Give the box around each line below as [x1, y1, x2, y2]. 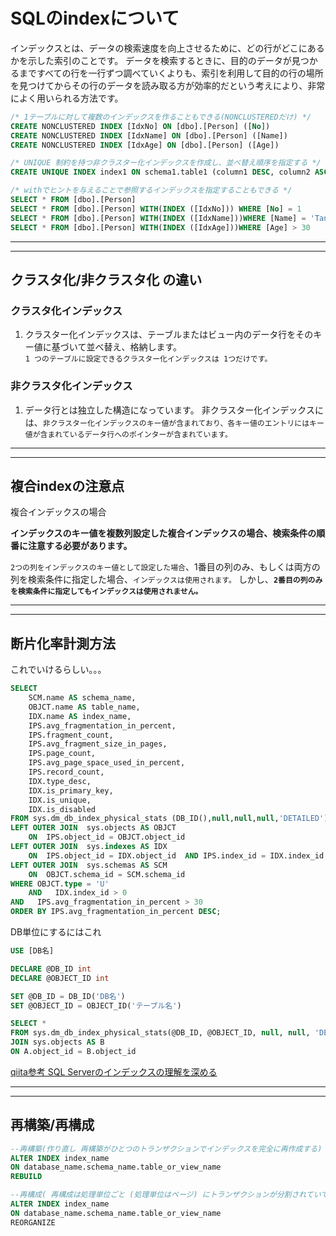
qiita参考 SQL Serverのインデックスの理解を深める [10, 1065, 218, 1078]
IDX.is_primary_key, [28, 785, 114, 796]
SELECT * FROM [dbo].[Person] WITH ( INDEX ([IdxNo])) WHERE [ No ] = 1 [10, 204, 302, 214]
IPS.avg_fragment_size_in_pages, [28, 739, 168, 749]
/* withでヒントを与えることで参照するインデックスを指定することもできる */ [10, 185, 293, 196]
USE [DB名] [10, 946, 55, 956]
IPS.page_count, [28, 749, 97, 759]
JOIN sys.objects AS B [10, 1037, 105, 1048]
